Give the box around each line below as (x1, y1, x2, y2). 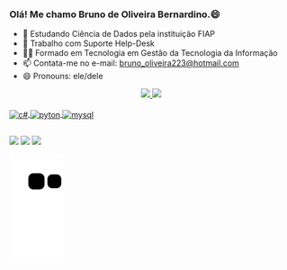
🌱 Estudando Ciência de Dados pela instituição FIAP (22, 29, 216, 40)
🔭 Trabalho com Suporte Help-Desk (22, 38, 156, 49)
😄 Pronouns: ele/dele (22, 71, 103, 82)
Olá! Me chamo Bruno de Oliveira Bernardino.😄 (9, 8, 220, 21)
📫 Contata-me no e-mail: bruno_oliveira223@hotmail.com (22, 58, 240, 68)
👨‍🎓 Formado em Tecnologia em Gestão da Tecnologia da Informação (22, 48, 278, 58)
